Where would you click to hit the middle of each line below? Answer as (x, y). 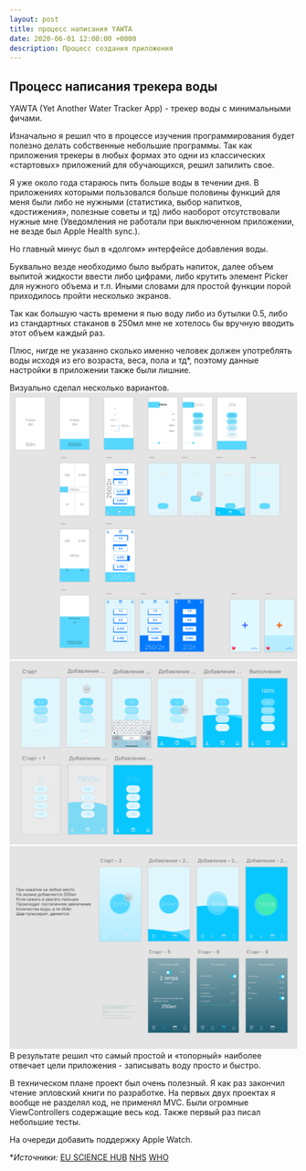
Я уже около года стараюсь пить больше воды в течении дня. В (134, 183)
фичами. (26, 118)
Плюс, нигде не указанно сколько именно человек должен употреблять (151, 351)
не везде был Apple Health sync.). (75, 231)
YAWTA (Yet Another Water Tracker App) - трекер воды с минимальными (150, 109)
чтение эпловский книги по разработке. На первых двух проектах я (142, 1092)
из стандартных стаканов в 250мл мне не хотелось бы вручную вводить (152, 324)
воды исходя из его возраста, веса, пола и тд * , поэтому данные (134, 360)
